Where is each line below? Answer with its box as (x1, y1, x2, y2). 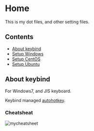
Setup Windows (12, 51, 44, 57)
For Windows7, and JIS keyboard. (5, 88, 71, 94)
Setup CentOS (12, 56, 41, 62)
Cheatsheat (5, 109, 33, 116)
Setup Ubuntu (12, 61, 40, 67)
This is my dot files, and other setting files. (5, 19, 90, 25)
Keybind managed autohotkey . (5, 97, 66, 103)
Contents (5, 33, 34, 41)
